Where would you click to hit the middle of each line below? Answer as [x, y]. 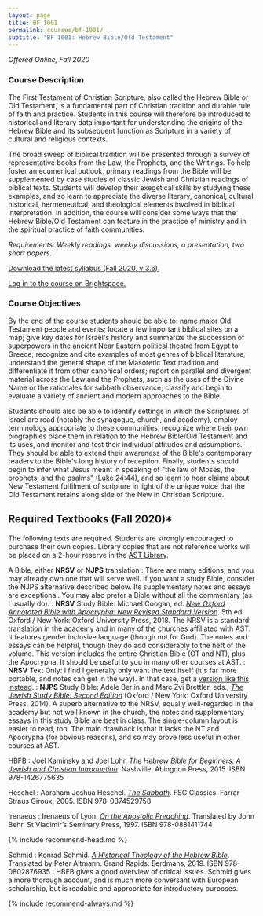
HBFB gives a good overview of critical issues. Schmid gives [154, 871]
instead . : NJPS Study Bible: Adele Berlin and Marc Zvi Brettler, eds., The [126, 687]
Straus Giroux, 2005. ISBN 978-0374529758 [80, 801]
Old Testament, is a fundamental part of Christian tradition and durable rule [130, 105]
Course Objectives [44, 303]
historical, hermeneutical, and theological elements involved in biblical [122, 204]
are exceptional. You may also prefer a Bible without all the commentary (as [130, 595]
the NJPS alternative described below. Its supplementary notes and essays [130, 587]
